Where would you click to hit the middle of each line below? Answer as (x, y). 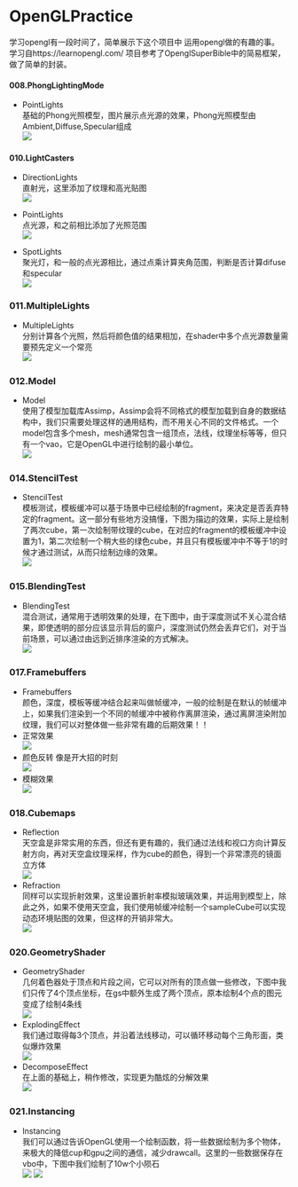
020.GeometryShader (58, 953)
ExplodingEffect (51, 1025)
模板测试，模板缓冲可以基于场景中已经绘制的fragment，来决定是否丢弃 (151, 508)
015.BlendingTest (47, 586)
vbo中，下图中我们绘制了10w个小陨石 (90, 1163)
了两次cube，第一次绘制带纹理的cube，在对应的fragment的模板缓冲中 (150, 531)
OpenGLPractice (71, 16)
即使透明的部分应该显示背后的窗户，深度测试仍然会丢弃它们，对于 (158, 627)
